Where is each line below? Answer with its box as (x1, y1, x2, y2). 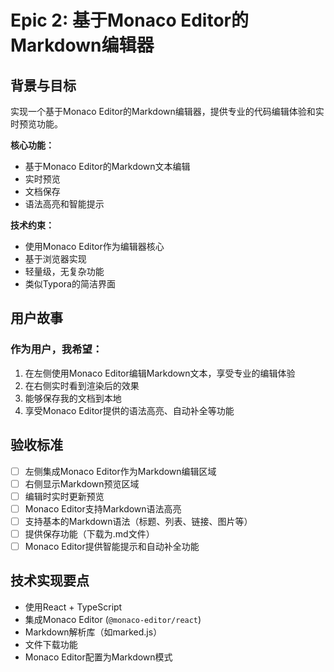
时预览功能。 (10, 118, 63, 130)
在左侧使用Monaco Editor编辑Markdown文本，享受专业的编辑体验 (24, 367, 296, 379)
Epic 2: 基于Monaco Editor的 (10, 9, 249, 32)
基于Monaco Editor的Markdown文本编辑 (24, 161, 191, 172)
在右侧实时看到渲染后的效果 (24, 379, 140, 391)
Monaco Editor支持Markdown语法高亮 (24, 502, 182, 515)
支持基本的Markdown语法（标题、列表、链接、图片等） (24, 515, 253, 527)
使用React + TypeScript (24, 601, 123, 613)
